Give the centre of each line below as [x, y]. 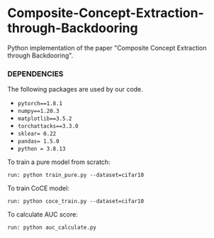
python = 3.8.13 [41, 149]
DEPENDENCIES [35, 74]
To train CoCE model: [38, 188]
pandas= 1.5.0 [38, 141]
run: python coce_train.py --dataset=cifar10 [75, 201]
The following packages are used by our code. [75, 90]
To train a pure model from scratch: [59, 162]
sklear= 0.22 [37, 134]
